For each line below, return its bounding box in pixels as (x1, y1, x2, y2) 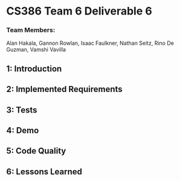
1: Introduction (6, 64, 62, 74)
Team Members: (6, 26, 56, 35)
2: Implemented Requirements (6, 84, 123, 94)
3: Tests (6, 105, 37, 115)
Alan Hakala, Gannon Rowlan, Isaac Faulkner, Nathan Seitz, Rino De (6, 39, 174, 47)
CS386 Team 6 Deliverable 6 (6, 4, 152, 18)
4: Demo (6, 125, 39, 136)
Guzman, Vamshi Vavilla (6, 46, 66, 53)
